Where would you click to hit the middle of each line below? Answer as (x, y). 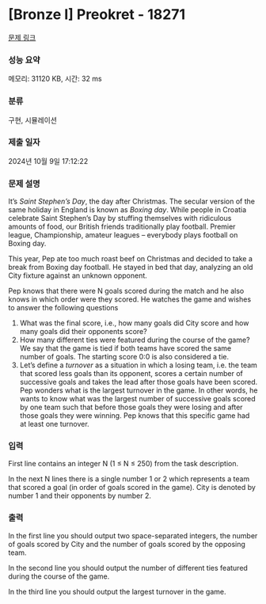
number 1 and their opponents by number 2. (80, 496)
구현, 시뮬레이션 (33, 120)
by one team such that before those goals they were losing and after (131, 407)
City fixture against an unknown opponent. (78, 275)
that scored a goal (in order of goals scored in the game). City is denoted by (132, 488)
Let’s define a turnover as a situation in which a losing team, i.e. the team (138, 365)
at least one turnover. (54, 424)
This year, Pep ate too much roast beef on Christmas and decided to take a (131, 259)
